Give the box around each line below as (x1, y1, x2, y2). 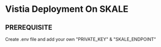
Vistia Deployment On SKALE (5, 3, 129, 15)
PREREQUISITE (5, 23, 52, 32)
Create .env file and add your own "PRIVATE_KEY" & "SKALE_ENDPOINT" (5, 36, 156, 42)
